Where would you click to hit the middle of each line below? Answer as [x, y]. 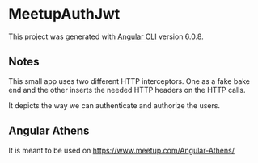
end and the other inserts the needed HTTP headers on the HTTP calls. [127, 90]
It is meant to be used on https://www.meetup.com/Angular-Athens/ [121, 150]
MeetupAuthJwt [64, 14]
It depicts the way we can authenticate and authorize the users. [114, 105]
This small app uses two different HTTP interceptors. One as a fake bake [129, 81]
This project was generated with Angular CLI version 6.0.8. [106, 36]
